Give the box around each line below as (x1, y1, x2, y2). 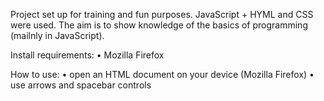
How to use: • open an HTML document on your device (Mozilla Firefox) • (10, 69, 315, 80)
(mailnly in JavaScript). (10, 30, 105, 41)
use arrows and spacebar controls (10, 79, 152, 91)
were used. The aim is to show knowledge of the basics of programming (10, 19, 308, 31)
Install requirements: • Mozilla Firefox (10, 49, 165, 61)
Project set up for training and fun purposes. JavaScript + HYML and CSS (10, 9, 314, 20)
